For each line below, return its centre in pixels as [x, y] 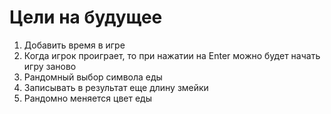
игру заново [50, 66]
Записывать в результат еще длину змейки [116, 87]
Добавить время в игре [74, 45]
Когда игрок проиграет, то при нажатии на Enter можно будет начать [172, 55]
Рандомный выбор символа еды [93, 77]
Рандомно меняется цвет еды [87, 98]
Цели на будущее [86, 17]
